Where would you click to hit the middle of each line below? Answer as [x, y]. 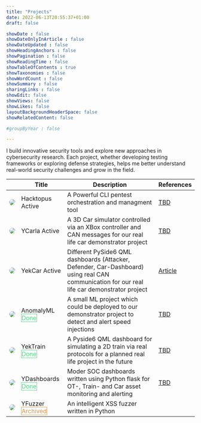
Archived [34, 411]
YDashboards [40, 379]
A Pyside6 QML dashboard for [110, 339]
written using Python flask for [109, 379]
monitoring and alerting [100, 394]
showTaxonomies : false [36, 73]
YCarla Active [40, 231]
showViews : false [28, 101]
